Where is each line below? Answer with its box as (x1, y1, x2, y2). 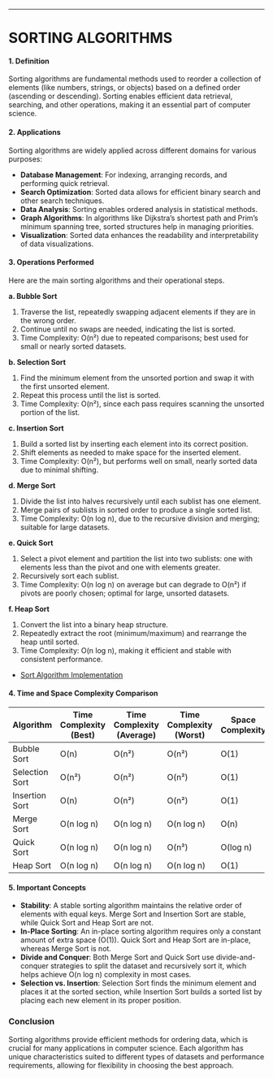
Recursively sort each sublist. (19, 570, 119, 581)
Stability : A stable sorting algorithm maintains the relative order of (19, 901, 242, 911)
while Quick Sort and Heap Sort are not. (19, 918, 154, 928)
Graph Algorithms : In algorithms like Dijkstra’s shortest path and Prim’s (19, 213, 258, 223)
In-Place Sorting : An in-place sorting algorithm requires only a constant (19, 927, 262, 937)
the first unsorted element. (19, 381, 110, 391)
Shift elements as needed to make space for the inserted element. (19, 448, 241, 457)
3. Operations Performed (8, 258, 95, 267)
